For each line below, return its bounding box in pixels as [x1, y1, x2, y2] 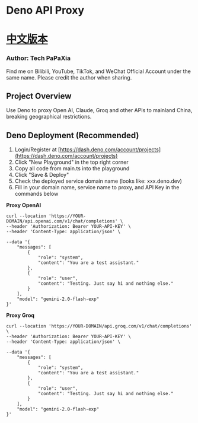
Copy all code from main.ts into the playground [14, 165, 130, 172]
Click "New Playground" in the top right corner [14, 158, 129, 166]
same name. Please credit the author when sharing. [6, 74, 132, 81]
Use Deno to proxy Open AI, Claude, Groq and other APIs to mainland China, [6, 107, 193, 114]
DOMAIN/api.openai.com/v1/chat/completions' [6, 218, 118, 224]
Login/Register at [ [14, 146, 60, 153]
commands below [14, 190, 59, 198]
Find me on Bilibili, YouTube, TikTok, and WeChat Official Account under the [6, 68, 191, 75]
